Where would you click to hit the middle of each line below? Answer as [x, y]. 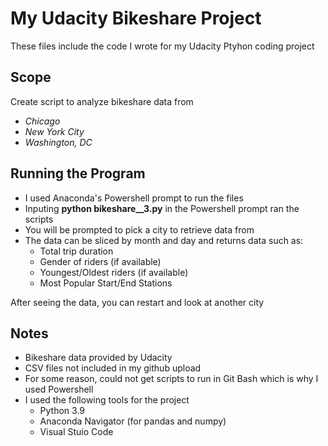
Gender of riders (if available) [100, 261]
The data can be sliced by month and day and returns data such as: [164, 240]
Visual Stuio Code [76, 432]
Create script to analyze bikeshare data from [102, 101]
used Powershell [59, 389]
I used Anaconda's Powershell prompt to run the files [134, 198]
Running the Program [78, 173]
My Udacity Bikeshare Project [136, 18]
